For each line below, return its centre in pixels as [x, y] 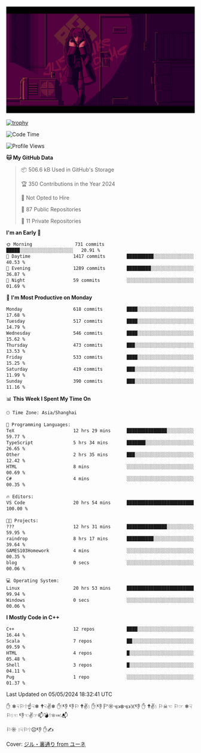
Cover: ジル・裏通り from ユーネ [46, 744]
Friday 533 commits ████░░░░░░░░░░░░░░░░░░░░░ [100, 357]
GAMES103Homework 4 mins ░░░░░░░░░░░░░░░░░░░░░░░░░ [100, 550]
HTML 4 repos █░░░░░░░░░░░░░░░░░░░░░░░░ [100, 653]
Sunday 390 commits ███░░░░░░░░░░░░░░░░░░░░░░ [100, 381]
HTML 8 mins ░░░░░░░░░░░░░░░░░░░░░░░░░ [100, 466]
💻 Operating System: [33, 580]
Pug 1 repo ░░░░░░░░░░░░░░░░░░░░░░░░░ [100, 677]
